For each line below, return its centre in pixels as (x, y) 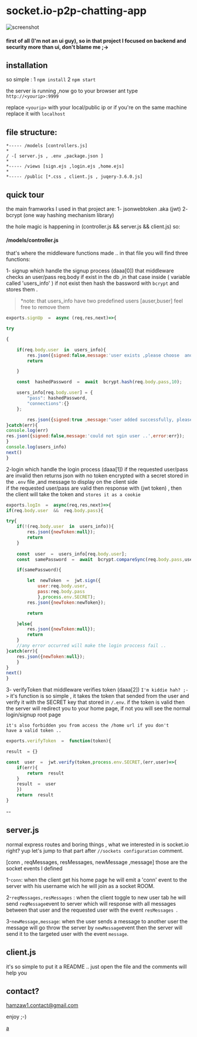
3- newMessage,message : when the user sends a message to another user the (97, 921)
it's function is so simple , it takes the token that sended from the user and (100, 696)
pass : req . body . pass (61, 592)
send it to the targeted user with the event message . (67, 933)
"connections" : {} (48, 403)
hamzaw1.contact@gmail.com (42, 1005)
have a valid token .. (34, 731)
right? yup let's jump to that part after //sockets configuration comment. (95, 850)
